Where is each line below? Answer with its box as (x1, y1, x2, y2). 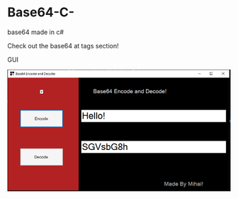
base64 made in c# (7, 28, 64, 36)
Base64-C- (7, 4, 75, 21)
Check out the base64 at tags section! (7, 41, 119, 50)
